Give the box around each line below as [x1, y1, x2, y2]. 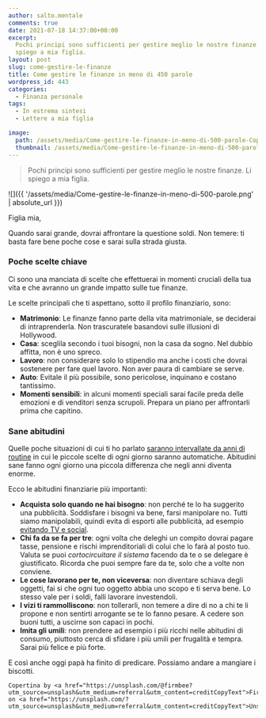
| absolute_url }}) [8, 197, 63, 207]
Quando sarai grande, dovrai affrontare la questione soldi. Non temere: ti [8, 228, 245, 237]
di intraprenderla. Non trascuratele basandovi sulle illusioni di [19, 321, 220, 331]
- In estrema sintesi [15, 108, 87, 116]
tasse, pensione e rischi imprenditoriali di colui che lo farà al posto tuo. [19, 541, 251, 551]
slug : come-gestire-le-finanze [8, 63, 112, 71]
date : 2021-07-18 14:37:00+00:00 [8, 26, 119, 34]
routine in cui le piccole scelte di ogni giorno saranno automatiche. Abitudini [8, 452, 256, 462]
